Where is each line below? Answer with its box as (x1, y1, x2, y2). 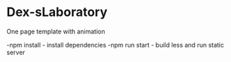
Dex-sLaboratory (6, 4, 107, 20)
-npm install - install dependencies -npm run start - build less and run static (6, 40, 225, 49)
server (6, 48, 26, 56)
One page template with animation (6, 27, 105, 36)
